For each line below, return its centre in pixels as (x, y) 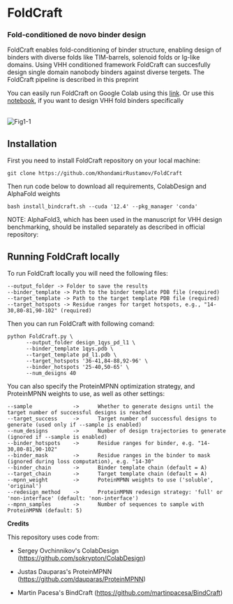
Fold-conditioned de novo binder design (77, 35)
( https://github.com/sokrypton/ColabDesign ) (81, 559)
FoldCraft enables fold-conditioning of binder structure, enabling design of (114, 50)
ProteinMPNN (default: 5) (45, 511)
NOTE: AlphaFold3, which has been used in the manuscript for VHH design (115, 220)
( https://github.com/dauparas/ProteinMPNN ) (82, 580)
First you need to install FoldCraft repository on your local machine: (104, 161)
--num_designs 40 (51, 373)
